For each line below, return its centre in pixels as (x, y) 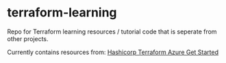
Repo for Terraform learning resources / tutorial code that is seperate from (112, 32)
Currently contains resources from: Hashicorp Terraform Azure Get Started (113, 52)
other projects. (28, 38)
